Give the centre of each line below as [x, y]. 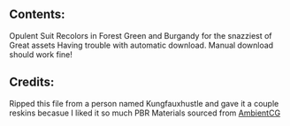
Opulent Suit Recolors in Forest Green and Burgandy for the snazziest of [141, 35]
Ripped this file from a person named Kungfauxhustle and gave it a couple [144, 103]
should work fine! [41, 54]
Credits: [32, 82]
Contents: [37, 15]
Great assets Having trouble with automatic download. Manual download [141, 45]
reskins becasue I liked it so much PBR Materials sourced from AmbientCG [145, 113]
